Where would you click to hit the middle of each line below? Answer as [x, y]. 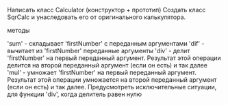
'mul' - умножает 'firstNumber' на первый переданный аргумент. [102, 72]
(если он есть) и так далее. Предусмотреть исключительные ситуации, [112, 87]
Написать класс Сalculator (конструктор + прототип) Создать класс [106, 10]
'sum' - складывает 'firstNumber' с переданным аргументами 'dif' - [106, 43]
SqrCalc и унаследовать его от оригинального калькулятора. [97, 17]
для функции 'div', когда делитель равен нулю [75, 94]
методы [18, 30]
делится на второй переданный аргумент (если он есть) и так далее [107, 65]
